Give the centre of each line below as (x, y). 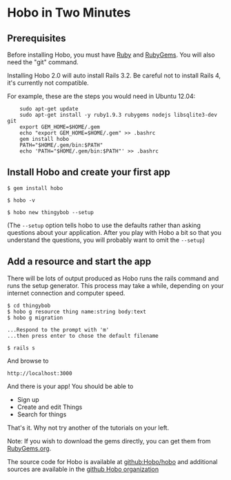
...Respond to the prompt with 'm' (58, 329)
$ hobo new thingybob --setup (51, 212)
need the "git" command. (43, 62)
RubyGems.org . (29, 448)
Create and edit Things (50, 407)
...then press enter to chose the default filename (83, 336)
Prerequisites (37, 38)
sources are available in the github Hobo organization (83, 469)
